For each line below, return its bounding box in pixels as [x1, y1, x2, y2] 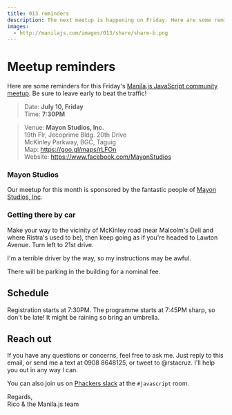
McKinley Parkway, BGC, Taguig [23, 138, 116, 146]
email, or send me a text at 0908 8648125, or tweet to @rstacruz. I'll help [7, 358, 215, 367]
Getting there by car [7, 210, 76, 220]
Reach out [7, 333, 52, 345]
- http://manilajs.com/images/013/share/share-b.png [13, 29, 168, 37]
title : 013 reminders [7, 10, 70, 17]
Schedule [7, 287, 50, 299]
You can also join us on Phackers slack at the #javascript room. [7, 379, 190, 387]
